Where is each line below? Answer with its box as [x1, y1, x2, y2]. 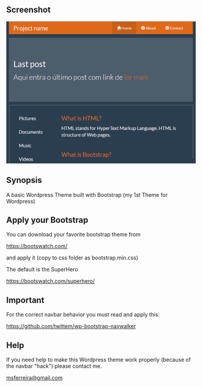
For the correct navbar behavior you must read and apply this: [6, 311, 160, 318]
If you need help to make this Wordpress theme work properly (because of [6, 356, 191, 364]
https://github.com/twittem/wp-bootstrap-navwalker [6, 323, 136, 330]
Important [6, 295, 44, 305]
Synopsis [6, 175, 42, 185]
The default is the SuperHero [6, 266, 78, 273]
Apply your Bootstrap [6, 215, 88, 225]
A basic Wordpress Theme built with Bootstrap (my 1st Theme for [6, 191, 168, 198]
